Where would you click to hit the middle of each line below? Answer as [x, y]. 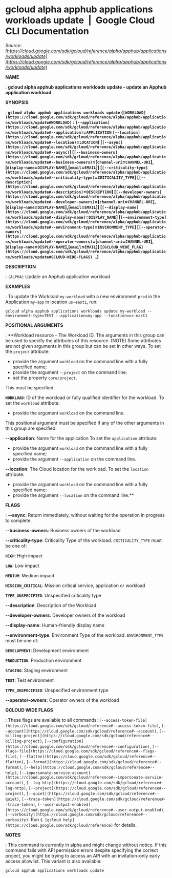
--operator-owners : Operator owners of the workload [62, 700]
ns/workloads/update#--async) [38, 152]
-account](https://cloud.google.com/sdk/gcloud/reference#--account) [81, 731]
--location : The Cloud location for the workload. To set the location [77, 469]
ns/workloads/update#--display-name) [46, 217]
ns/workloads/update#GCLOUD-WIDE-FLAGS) [49, 257]
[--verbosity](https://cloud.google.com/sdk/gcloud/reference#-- [76, 814]
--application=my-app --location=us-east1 [101, 316]
